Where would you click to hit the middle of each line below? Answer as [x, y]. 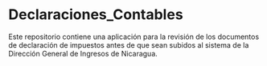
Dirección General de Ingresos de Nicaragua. [83, 53]
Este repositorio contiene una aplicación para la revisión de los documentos [134, 37]
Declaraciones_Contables [96, 15]
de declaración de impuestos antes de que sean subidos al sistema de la [129, 45]
